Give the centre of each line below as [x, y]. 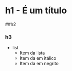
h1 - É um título [36, 11]
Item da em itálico [38, 58]
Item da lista [32, 53]
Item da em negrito [39, 64]
